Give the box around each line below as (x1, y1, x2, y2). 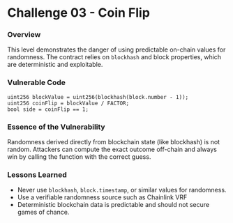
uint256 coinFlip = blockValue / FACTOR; (7, 100, 130, 107)
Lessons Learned (7, 170, 68, 179)
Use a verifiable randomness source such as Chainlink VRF (17, 193, 188, 201)
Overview (7, 30, 41, 40)
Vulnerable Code (7, 78, 66, 88)
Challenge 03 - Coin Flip (7, 5, 150, 21)
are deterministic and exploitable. (7, 61, 103, 69)
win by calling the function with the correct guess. (7, 153, 151, 161)
